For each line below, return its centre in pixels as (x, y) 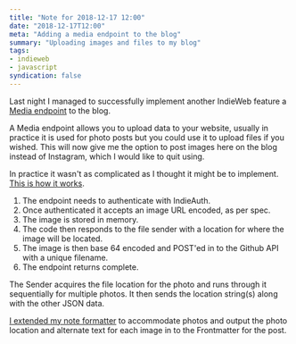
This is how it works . (47, 183)
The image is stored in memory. (80, 219)
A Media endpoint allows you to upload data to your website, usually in (139, 128)
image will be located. (62, 239)
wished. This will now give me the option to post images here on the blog (144, 147)
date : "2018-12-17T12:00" (57, 26)
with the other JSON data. (57, 303)
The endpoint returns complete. (80, 267)
